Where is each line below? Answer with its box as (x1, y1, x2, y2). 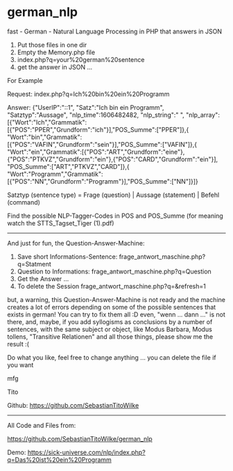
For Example (7, 76, 43, 84)
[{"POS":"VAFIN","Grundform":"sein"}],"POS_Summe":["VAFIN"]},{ (7, 140, 198, 148)
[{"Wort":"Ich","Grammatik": (7, 118, 87, 126)
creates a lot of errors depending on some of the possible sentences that (7, 303, 216, 311)
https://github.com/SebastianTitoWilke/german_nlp (7, 434, 153, 442)
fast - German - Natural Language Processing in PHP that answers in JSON (7, 27, 222, 35)
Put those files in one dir (17, 40, 87, 49)
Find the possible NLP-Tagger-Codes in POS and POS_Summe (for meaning (7, 211, 223, 220)
